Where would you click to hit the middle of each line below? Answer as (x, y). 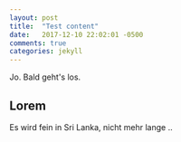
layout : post (34, 18)
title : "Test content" (54, 26)
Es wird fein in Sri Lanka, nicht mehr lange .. (91, 127)
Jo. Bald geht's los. (45, 77)
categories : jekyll (46, 52)
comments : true (38, 43)
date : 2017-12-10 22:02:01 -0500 (76, 34)
